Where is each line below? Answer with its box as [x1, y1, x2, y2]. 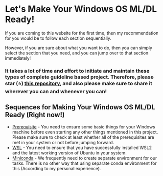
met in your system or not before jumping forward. [12, 139, 114, 145]
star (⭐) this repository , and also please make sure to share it [5, 80, 153, 87]
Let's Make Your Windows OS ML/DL [5, 3, 157, 15]
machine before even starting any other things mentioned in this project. [12, 129, 158, 135]
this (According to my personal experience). [12, 165, 101, 171]
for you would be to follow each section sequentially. [5, 35, 112, 41]
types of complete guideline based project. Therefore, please [5, 74, 154, 80]
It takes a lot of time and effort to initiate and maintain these [5, 67, 150, 74]
